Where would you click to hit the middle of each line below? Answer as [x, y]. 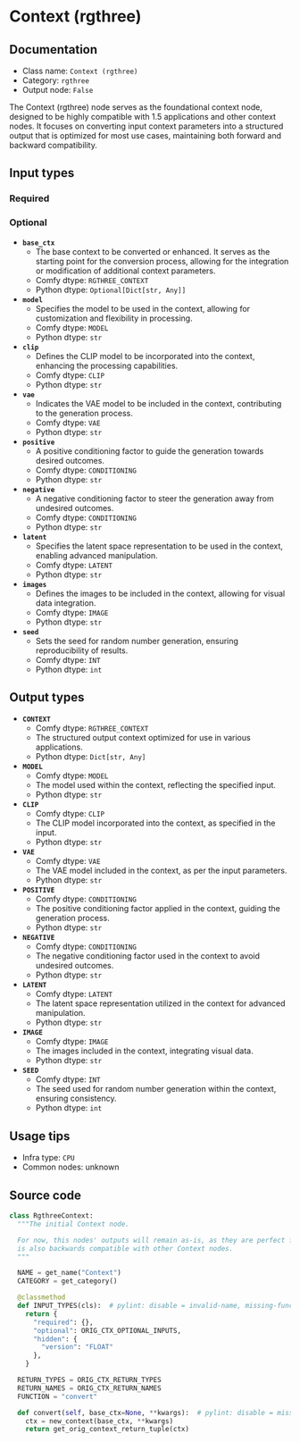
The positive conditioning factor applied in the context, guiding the [158, 909]
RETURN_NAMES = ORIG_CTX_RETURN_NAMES [90, 1388]
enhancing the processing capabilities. [107, 365]
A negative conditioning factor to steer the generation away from [154, 499]
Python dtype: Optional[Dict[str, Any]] [111, 289]
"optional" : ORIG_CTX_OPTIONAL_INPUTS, [107, 1330]
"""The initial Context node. [73, 1224]
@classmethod [42, 1297]
